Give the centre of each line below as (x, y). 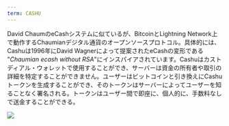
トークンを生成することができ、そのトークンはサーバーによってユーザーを (111, 84)
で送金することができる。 (43, 101)
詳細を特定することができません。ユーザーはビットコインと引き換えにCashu (115, 76)
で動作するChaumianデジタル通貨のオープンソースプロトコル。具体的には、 (114, 42)
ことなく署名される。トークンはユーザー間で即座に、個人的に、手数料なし (117, 93)
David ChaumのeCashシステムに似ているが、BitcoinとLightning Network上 (112, 33)
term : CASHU (24, 13)
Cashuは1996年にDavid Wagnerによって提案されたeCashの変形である (105, 50)
